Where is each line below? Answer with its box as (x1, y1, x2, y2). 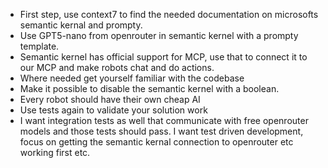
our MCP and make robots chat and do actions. (19, 62, 215, 73)
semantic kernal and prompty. (19, 19, 143, 31)
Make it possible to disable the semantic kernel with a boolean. (19, 83, 280, 94)
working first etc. (19, 147, 91, 158)
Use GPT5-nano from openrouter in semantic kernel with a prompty (19, 30, 299, 41)
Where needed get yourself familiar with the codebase (19, 72, 245, 84)
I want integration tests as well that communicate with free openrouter (19, 115, 309, 126)
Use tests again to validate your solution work (19, 104, 208, 116)
